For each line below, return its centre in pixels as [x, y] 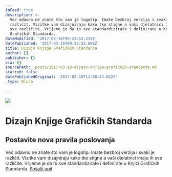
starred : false [21, 72]
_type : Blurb [19, 82]
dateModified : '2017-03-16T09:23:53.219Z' [51, 39]
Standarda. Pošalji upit [29, 169]
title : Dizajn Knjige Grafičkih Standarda [51, 48]
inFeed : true [19, 10]
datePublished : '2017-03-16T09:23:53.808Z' [52, 44]
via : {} [14, 63]
